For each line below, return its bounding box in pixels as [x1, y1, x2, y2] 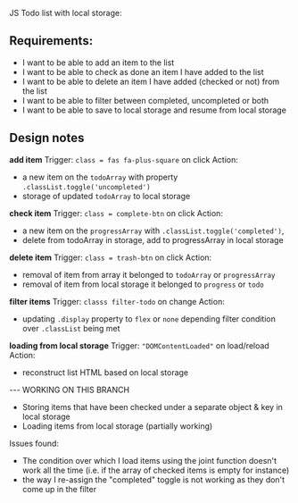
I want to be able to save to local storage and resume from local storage [21, 105, 287, 115]
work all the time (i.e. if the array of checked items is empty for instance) [21, 465, 290, 475]
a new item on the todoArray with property [21, 172, 178, 182]
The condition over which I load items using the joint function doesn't [21, 455, 277, 465]
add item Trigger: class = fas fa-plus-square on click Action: [9, 154, 238, 164]
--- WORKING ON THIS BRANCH [9, 384, 130, 395]
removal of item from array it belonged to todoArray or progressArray [21, 269, 276, 280]
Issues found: [9, 438, 60, 449]
